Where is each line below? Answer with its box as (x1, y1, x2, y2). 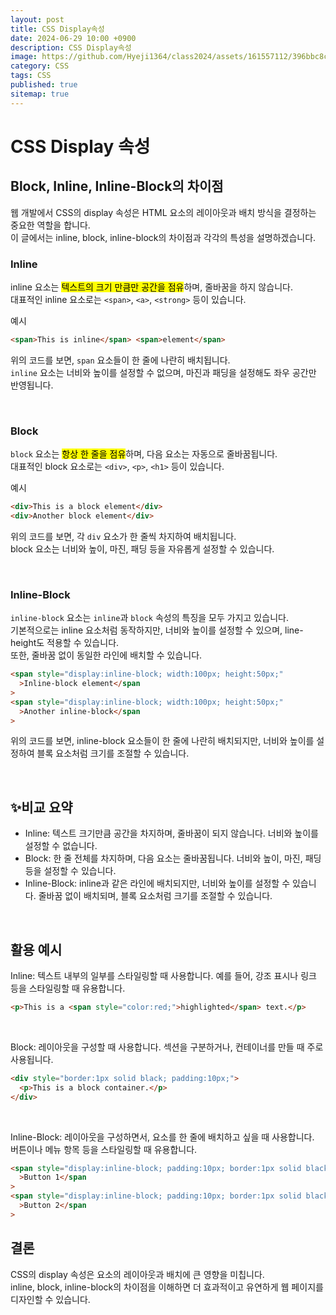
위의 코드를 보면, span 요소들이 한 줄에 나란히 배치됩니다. (10, 354, 231, 366)
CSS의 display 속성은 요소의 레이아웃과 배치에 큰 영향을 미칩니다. (10, 1268, 265, 1280)
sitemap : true (10, 89, 70, 99)
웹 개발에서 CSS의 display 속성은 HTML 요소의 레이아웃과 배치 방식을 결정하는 (10, 206, 317, 218)
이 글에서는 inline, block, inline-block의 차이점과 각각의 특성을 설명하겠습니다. (10, 231, 317, 243)
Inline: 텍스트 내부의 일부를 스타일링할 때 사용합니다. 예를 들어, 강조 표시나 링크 (10, 970, 317, 982)
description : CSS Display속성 (10, 42, 132, 53)
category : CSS (10, 61, 70, 71)
